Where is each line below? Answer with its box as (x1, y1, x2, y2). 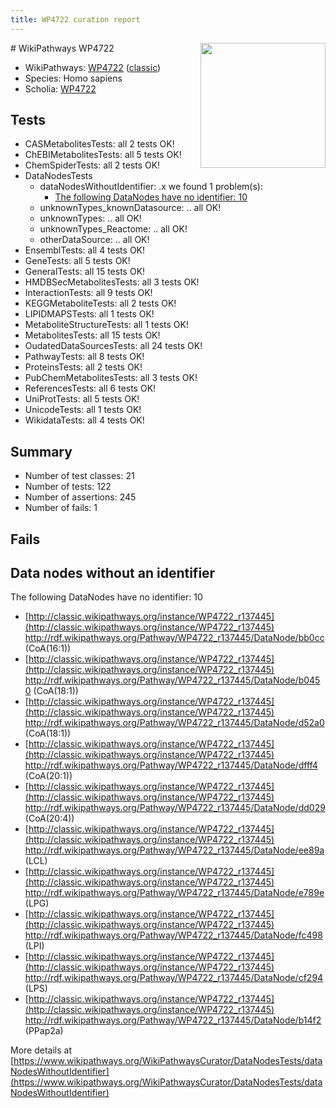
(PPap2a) (24, 1025, 64, 1037)
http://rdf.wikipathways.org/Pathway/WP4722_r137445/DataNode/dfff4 (24, 759, 318, 771)
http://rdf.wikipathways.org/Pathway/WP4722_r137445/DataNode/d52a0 (24, 717, 325, 729)
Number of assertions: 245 (24, 491, 137, 503)
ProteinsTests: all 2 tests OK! (24, 361, 143, 373)
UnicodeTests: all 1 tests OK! (24, 404, 142, 416)
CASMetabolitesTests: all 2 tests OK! (24, 138, 175, 150)
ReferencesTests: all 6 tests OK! (24, 382, 157, 395)
